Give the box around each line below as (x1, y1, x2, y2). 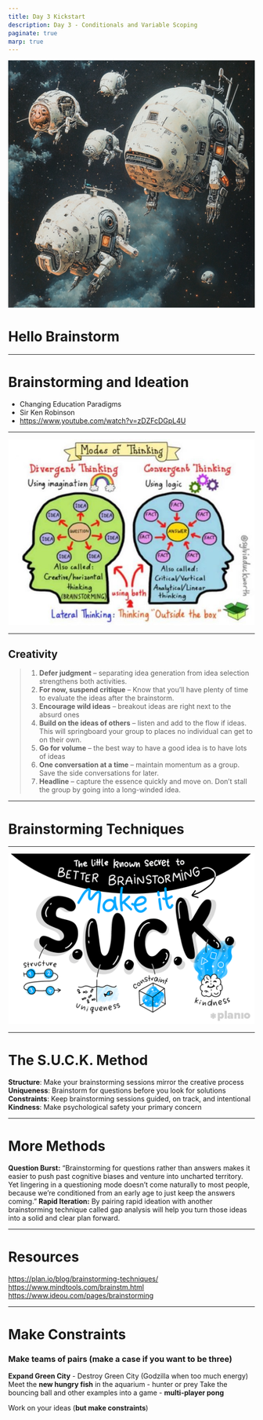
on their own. (38, 735, 82, 745)
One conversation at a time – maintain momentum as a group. (38, 760, 240, 769)
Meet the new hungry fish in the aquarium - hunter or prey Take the (8, 1380, 228, 1389)
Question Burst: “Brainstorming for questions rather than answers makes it (8, 1163, 250, 1173)
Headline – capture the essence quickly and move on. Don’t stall (38, 777, 248, 787)
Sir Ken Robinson (19, 408, 76, 418)
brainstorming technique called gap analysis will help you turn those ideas (8, 1205, 247, 1214)
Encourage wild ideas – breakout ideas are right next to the (38, 702, 232, 711)
